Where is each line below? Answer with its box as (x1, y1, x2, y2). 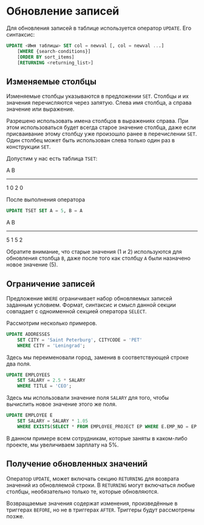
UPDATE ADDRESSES (6, 331, 50, 337)
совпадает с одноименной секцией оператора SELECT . (6, 307, 147, 315)
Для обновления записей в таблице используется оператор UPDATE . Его (6, 24, 192, 32)
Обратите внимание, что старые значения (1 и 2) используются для (6, 248, 182, 256)
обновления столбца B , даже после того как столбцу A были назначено (6, 254, 191, 262)
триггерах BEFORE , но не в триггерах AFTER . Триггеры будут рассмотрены (6, 506, 195, 513)
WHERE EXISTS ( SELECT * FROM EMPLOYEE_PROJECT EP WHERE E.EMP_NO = (17, 423, 189, 429)
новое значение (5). (6, 261, 58, 268)
